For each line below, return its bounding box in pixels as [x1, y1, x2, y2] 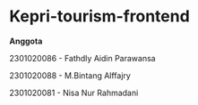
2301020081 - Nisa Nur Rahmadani [9, 87, 139, 98]
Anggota [9, 36, 43, 46]
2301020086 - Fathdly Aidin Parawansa [9, 52, 156, 63]
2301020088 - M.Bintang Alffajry [9, 69, 132, 81]
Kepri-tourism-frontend [9, 6, 190, 27]
